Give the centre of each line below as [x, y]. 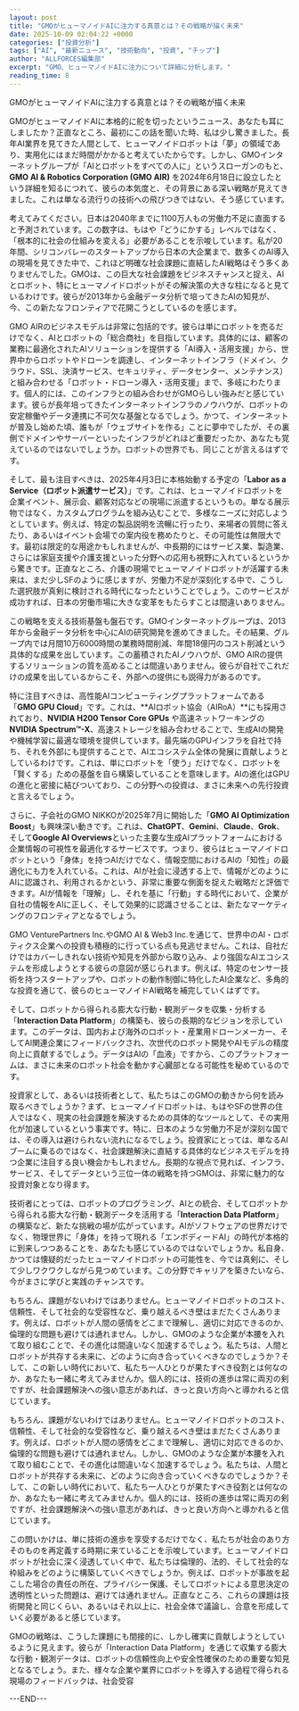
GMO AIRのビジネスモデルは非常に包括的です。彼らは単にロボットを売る [142, 326]
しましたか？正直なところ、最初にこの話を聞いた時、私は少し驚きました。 [145, 132]
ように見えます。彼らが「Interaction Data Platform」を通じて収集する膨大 [152, 1647]
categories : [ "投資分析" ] [55, 42]
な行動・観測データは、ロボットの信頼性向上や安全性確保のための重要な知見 [149, 1658]
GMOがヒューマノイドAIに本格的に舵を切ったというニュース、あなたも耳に [147, 120]
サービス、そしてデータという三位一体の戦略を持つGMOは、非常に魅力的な [147, 1173]
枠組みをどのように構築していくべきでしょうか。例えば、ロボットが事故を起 [149, 1573]
